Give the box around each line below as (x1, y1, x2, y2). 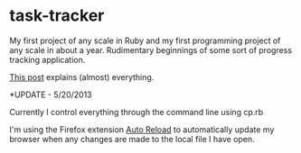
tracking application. (9, 54, 86, 65)
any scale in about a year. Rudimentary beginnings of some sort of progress (9, 44, 292, 55)
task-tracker (9, 5, 105, 26)
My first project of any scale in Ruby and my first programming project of (9, 35, 281, 46)
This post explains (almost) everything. (9, 71, 155, 82)
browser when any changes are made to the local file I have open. (9, 133, 255, 144)
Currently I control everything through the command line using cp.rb (9, 106, 264, 117)
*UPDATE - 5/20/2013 (9, 89, 92, 100)
